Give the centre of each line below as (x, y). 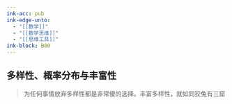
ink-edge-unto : (29, 20)
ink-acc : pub (25, 14)
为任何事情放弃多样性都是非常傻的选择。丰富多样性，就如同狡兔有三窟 (124, 94)
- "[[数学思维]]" (36, 33)
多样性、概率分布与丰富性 (61, 76)
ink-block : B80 (29, 46)
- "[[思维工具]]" (36, 40)
